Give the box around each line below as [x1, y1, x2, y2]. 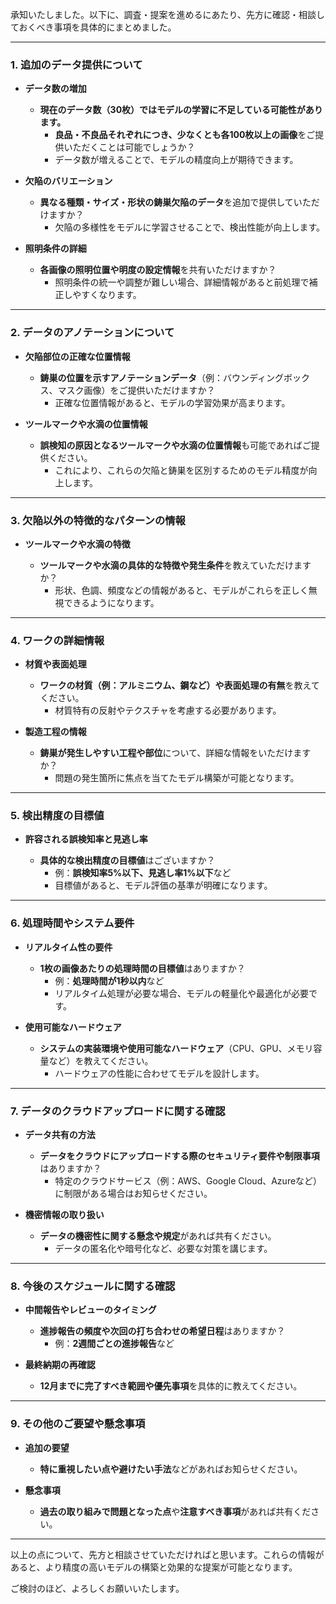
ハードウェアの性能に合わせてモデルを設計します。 [54, 1067, 265, 1079]
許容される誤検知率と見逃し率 [24, 833, 148, 845]
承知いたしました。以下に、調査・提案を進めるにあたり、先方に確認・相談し [10, 9, 326, 20]
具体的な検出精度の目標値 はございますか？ [39, 854, 216, 867]
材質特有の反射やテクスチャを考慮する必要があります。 [54, 704, 282, 717]
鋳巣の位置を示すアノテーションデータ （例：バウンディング [39, 371, 285, 383]
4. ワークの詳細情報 [10, 633, 105, 647]
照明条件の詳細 [24, 243, 87, 255]
